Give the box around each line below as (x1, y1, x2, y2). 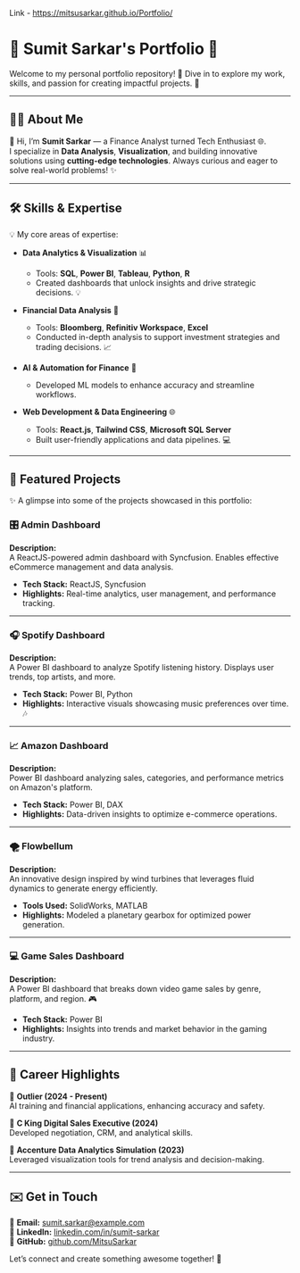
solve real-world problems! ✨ (9, 164, 118, 175)
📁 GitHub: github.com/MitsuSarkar (9, 1236, 137, 1247)
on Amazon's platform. (9, 782, 94, 793)
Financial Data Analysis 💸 (21, 304, 119, 315)
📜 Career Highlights (9, 1067, 121, 1083)
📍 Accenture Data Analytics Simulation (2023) (9, 1144, 185, 1155)
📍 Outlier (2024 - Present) (9, 1091, 108, 1102)
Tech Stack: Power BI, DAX (21, 799, 123, 811)
